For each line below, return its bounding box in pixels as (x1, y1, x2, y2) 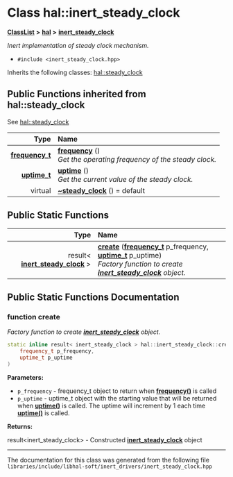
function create (7, 312, 60, 321)
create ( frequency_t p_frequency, (97, 242, 209, 251)
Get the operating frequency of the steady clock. (58, 154, 217, 164)
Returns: (7, 422, 33, 430)
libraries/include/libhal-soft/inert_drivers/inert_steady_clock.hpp (7, 463, 213, 470)
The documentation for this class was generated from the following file (7, 455, 210, 464)
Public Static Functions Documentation (7, 291, 180, 303)
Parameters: (7, 373, 44, 381)
